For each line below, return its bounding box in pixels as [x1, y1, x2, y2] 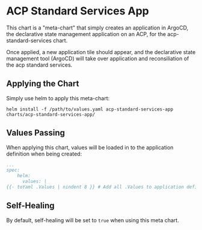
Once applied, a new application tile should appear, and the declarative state [6, 48, 196, 55]
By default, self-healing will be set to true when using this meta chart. [6, 216, 179, 223]
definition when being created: [6, 150, 82, 157]
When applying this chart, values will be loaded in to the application [6, 144, 174, 151]
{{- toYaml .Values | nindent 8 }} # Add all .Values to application [6, 184, 185, 190]
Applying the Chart [6, 79, 79, 89]
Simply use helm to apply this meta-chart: [6, 94, 110, 101]
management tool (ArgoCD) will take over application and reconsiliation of [6, 55, 189, 62]
